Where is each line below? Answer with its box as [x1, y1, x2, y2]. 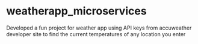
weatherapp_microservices [6, 4, 147, 18]
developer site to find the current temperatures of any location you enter [6, 30, 186, 37]
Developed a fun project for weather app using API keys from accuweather [6, 24, 192, 31]
